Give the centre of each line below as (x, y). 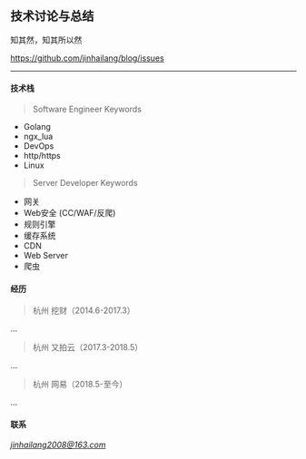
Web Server (46, 256)
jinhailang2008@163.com (58, 445)
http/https (42, 156)
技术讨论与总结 (52, 16)
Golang (37, 127)
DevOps (39, 146)
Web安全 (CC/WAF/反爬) (69, 213)
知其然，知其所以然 (46, 40)
